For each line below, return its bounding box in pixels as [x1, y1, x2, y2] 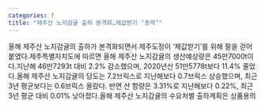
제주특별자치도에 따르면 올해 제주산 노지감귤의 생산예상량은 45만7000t [28, 51, 248, 61]
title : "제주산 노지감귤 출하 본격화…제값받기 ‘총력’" [8, 19, 163, 27]
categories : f [8, 11, 55, 20]
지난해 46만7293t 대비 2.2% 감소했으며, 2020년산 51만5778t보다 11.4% [16, 61, 241, 71]
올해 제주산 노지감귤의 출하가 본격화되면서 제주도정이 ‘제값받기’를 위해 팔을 [8, 41, 238, 51]
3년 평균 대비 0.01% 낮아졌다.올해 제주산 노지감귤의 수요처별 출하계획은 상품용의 [8, 91, 256, 100]
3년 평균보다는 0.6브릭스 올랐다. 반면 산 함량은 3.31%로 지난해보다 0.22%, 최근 [8, 80, 254, 91]
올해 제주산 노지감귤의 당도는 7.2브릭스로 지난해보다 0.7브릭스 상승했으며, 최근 [16, 71, 258, 80]
